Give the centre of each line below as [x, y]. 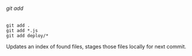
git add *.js [22, 31]
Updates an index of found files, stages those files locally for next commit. [96, 47]
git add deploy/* [27, 36]
